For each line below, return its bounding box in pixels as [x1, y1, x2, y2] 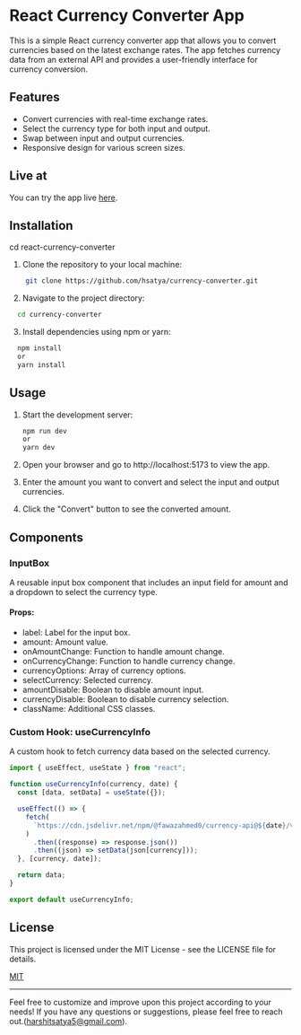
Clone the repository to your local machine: [21, 259, 182, 270]
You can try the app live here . [9, 192, 118, 203]
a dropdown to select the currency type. [9, 586, 159, 597]
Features [9, 90, 60, 105]
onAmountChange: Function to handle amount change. [21, 646, 226, 657]
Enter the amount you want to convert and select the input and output [21, 477, 279, 487]
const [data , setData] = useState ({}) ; [17, 788, 167, 797]
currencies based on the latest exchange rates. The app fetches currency [9, 44, 280, 55]
